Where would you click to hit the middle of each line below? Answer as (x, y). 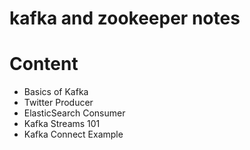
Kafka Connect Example (73, 134)
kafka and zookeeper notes (125, 18)
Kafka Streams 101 (62, 124)
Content (44, 64)
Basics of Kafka (56, 92)
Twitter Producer (58, 103)
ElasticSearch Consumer (74, 113)
